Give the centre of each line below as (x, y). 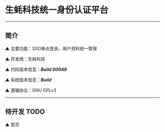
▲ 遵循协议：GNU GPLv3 (31, 90)
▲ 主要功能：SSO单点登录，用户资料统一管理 (51, 48)
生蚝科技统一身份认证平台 (57, 10)
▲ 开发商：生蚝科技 (25, 59)
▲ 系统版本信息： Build (28, 79)
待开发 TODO (25, 112)
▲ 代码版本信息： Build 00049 (36, 69)
